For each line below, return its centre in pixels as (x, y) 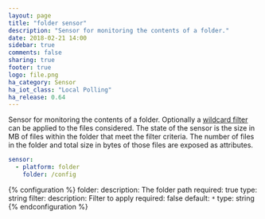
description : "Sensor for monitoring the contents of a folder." (119, 30)
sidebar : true (32, 45)
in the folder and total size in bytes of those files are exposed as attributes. (131, 145)
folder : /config (50, 174)
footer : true (30, 68)
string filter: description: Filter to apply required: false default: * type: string (131, 198)
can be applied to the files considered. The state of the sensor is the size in (132, 128)
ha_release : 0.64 (37, 97)
